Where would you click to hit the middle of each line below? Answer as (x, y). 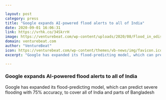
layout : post (19, 14)
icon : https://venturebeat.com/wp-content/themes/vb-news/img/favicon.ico (84, 50)
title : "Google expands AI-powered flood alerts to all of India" (75, 23)
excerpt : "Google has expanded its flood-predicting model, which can (79, 55)
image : (12, 37)
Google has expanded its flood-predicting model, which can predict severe (82, 87)
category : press (22, 18)
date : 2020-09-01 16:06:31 (33, 27)
